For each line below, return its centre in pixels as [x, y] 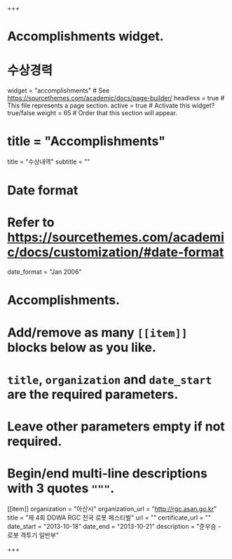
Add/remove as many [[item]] [97, 333]
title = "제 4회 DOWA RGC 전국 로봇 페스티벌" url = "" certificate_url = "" [109, 518]
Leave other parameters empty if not [116, 426]
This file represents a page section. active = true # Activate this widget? [111, 105]
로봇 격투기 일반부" [33, 535]
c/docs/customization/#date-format [116, 252]
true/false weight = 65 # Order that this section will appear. [92, 113]
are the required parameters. [93, 394]
